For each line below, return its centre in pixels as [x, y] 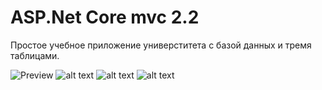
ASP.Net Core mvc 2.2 [105, 17]
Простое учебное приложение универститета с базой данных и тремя [161, 45]
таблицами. [35, 55]
